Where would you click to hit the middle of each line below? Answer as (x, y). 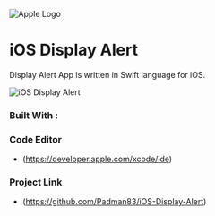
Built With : (34, 115)
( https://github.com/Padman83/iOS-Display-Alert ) (114, 202)
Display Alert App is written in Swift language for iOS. (107, 74)
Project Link (36, 182)
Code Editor (36, 139)
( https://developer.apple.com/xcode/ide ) (97, 159)
